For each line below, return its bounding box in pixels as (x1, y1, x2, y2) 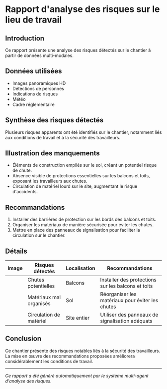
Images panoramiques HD (12, 80, 66, 86)
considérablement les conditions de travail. (5, 358, 93, 364)
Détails (5, 247, 27, 255)
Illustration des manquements (5, 149, 100, 158)
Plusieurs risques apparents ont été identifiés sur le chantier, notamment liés (5, 129, 162, 135)
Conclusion (5, 335, 42, 343)
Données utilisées (5, 67, 62, 75)
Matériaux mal (27, 294, 61, 301)
